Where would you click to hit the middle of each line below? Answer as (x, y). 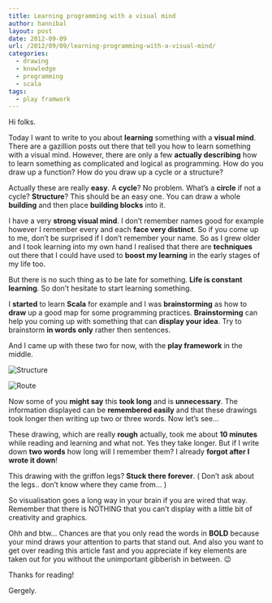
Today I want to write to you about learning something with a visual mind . (132, 138)
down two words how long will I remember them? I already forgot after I (129, 452)
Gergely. (23, 591)
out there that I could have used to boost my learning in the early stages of (134, 256)
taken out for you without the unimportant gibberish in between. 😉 (120, 559)
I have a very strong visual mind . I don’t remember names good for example (136, 221)
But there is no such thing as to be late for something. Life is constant (125, 280)
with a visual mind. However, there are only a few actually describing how (133, 155)
